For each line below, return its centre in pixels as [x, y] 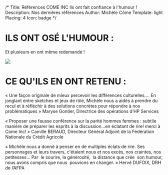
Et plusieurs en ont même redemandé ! [45, 51]
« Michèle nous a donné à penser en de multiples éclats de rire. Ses [75, 146]
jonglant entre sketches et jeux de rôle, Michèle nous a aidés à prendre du [81, 100]
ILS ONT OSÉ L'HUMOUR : [59, 38]
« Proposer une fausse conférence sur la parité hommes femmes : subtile [81, 121]
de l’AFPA [15, 167]
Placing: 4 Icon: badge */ [31, 18]
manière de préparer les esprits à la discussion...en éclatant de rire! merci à [83, 126]
